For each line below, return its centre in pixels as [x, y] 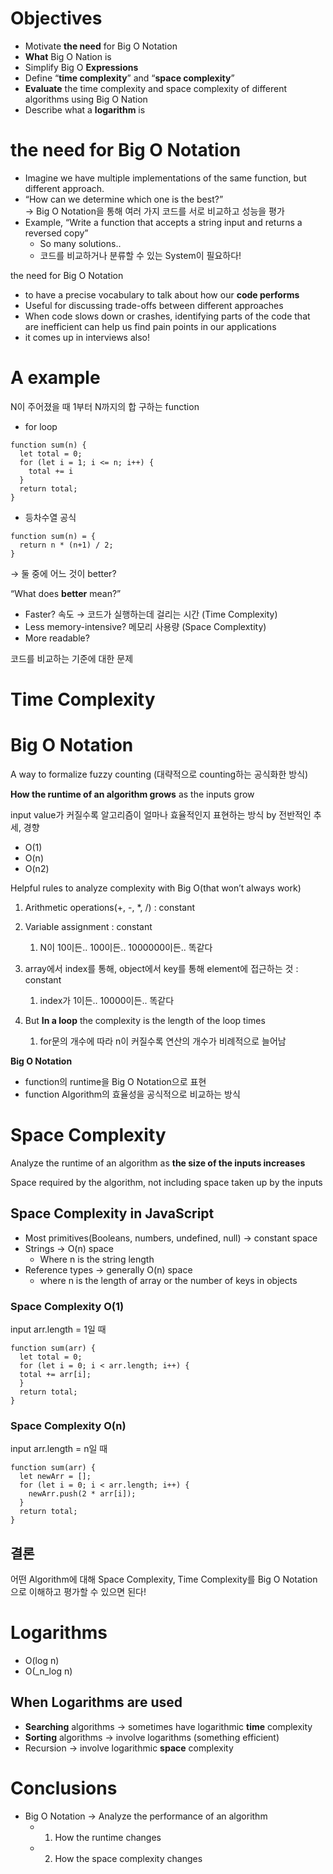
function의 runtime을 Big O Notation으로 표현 [115, 1081]
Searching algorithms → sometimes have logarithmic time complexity [168, 1726]
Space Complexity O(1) [67, 1306]
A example [55, 378]
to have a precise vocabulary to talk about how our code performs [162, 294]
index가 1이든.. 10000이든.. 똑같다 [107, 1000]
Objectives [56, 18]
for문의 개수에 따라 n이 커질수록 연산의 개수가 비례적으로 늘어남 [163, 1041]
